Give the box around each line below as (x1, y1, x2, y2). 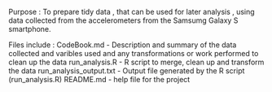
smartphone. (8, 24, 51, 33)
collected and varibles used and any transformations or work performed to (8, 49, 259, 58)
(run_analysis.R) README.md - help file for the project (8, 75, 191, 84)
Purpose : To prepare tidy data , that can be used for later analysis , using (8, 7, 255, 16)
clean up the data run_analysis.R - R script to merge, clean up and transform (8, 57, 265, 67)
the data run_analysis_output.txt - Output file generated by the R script (8, 66, 245, 76)
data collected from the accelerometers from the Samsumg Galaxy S (8, 15, 239, 25)
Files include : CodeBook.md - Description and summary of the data (8, 40, 237, 50)
